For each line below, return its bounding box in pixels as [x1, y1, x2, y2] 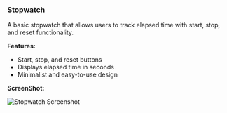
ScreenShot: [7, 84, 45, 93]
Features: [7, 42, 36, 51]
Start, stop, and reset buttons [17, 55, 102, 64]
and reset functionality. [7, 28, 74, 36]
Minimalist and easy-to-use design [17, 70, 118, 79]
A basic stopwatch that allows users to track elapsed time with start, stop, [7, 21, 221, 29]
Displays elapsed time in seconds [17, 63, 114, 72]
